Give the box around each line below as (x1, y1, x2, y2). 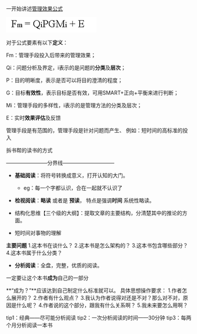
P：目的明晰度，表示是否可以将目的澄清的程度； (6, 77, 123, 84)
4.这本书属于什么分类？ (6, 250, 63, 256)
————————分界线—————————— (6, 159, 115, 166)
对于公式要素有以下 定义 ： (6, 39, 68, 46)
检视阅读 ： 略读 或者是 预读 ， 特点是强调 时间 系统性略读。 (14, 197, 155, 204)
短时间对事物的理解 (14, 230, 62, 236)
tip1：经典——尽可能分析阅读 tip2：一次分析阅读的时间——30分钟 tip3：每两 (6, 315, 192, 321)
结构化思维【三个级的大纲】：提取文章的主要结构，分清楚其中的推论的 (14, 209, 182, 217)
